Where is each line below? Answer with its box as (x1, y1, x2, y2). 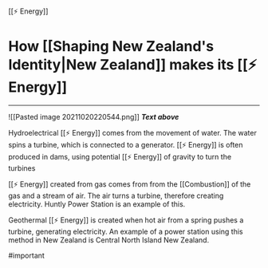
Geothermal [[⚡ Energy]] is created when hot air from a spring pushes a (8, 215, 244, 225)
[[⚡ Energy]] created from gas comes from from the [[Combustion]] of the (8, 179, 251, 189)
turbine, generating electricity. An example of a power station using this (8, 227, 243, 236)
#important (8, 250, 45, 260)
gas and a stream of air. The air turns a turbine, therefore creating (8, 191, 224, 200)
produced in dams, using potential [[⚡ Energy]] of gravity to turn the (8, 152, 232, 161)
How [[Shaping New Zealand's (8, 37, 215, 56)
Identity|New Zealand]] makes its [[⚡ (8, 56, 258, 74)
